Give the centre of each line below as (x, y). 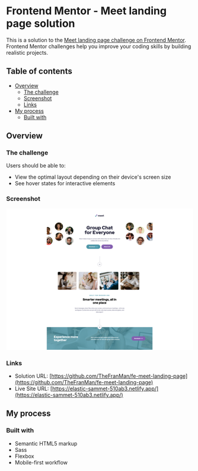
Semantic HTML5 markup (46, 443)
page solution (41, 23)
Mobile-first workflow (41, 462)
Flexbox (24, 456)
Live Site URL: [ (33, 388)
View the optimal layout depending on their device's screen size (93, 177)
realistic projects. (27, 52)
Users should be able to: (36, 166)
